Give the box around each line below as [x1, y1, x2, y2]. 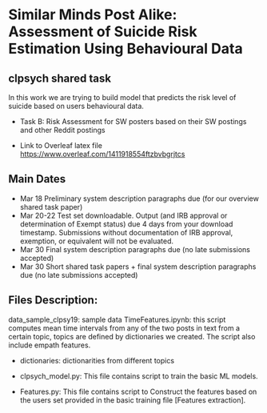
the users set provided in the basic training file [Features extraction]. [19, 395, 246, 405]
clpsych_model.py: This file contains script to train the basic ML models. [19, 371, 258, 381]
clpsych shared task [8, 71, 112, 85]
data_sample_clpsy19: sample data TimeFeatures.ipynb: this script [8, 315, 226, 324]
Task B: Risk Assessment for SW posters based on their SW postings [19, 117, 247, 126]
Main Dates [8, 172, 66, 186]
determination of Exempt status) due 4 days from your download [19, 219, 233, 229]
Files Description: [8, 294, 98, 307]
